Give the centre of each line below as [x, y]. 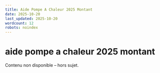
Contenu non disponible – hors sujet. [42, 65]
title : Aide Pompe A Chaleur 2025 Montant [49, 9]
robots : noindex [21, 28]
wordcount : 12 [20, 23]
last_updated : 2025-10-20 [31, 18]
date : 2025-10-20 [23, 14]
